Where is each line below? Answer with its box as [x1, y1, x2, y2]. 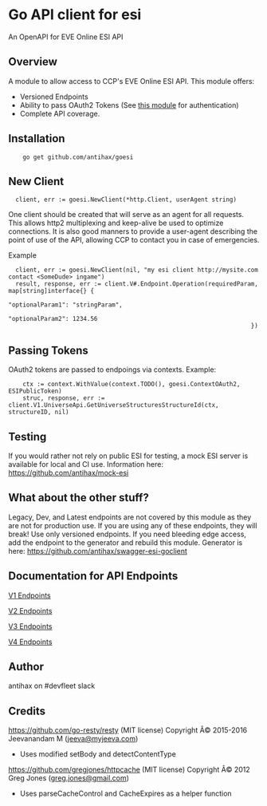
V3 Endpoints [8, 621, 53, 631]
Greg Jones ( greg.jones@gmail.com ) [8, 773, 130, 783]
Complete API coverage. [19, 109, 100, 118]
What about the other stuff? [8, 491, 149, 504]
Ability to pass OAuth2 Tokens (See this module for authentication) [19, 100, 239, 109]
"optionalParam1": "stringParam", [8, 301, 124, 309]
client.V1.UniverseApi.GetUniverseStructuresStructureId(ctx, [8, 401, 219, 409]
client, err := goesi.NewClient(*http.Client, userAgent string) [15, 196, 238, 204]
